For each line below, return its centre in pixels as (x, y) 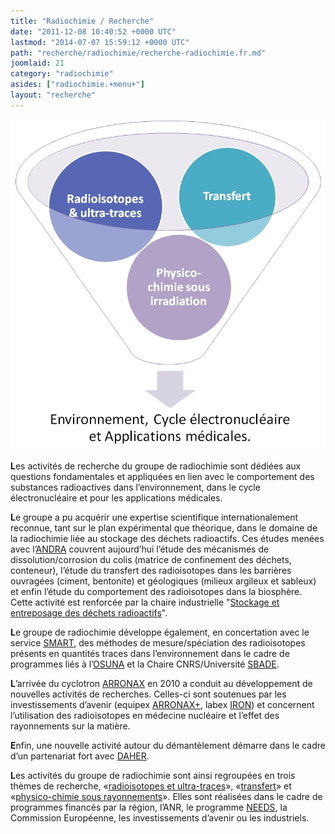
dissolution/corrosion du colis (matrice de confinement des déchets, (151, 559)
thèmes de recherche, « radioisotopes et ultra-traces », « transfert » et (151, 786)
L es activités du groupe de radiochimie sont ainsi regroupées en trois (153, 775)
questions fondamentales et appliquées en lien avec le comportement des (162, 476)
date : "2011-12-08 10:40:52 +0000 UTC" (93, 31)
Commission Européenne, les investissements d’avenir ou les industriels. (160, 817)
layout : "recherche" (53, 95)
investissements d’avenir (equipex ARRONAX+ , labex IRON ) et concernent (162, 704)
